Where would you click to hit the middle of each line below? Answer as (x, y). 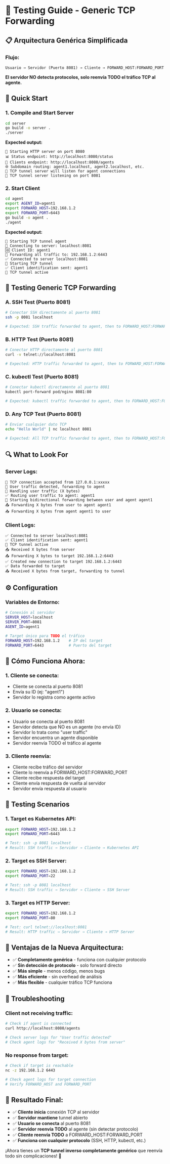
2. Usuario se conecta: (34, 710)
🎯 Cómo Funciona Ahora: (45, 661)
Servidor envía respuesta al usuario (50, 788)
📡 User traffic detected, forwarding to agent (55, 487)
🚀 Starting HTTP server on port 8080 (45, 152)
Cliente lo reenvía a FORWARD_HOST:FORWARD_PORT (70, 772)
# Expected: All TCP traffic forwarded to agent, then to (68, 438)
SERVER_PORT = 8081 (24, 622)
